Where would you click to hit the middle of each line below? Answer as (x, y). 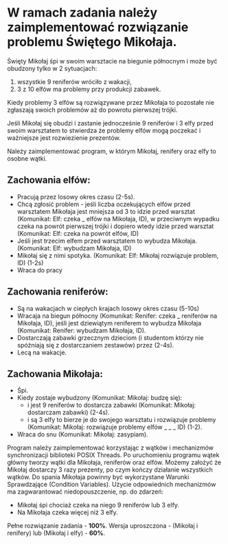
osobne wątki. (27, 158)
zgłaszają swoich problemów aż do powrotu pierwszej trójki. (92, 110)
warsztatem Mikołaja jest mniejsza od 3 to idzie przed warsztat (106, 211)
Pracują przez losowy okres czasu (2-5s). (76, 197)
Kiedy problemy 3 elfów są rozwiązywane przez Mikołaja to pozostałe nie (111, 102)
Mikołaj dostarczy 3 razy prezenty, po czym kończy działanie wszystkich (110, 470)
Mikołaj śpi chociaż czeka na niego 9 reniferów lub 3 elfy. (98, 505)
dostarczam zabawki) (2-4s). (68, 412)
